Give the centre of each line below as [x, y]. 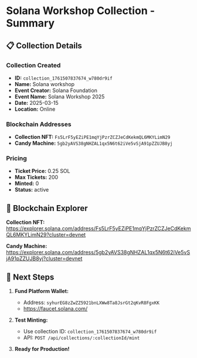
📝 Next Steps [30, 277]
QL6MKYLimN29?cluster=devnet [46, 235]
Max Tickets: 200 [36, 178]
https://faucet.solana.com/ [55, 309]
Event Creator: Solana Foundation [56, 90]
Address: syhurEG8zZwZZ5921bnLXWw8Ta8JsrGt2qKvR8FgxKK [91, 302]
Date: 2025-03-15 [36, 103]
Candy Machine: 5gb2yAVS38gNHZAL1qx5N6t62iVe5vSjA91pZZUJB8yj [94, 143]
